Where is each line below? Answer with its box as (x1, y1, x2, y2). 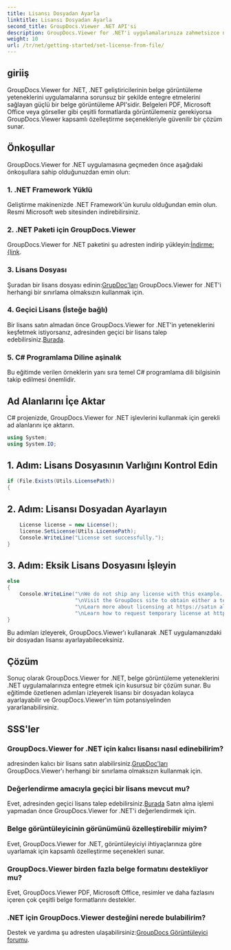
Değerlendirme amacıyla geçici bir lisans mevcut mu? (7, 784, 190, 793)
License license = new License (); (19, 522, 118, 529)
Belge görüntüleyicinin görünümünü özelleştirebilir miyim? (7, 824, 208, 834)
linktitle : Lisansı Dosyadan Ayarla (7, 16, 112, 23)
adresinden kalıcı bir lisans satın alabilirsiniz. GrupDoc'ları (7, 759, 168, 767)
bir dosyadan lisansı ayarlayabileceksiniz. (7, 636, 124, 644)
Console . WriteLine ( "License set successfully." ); (19, 534, 165, 541)
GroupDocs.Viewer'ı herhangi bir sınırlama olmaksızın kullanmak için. (7, 766, 203, 775)
